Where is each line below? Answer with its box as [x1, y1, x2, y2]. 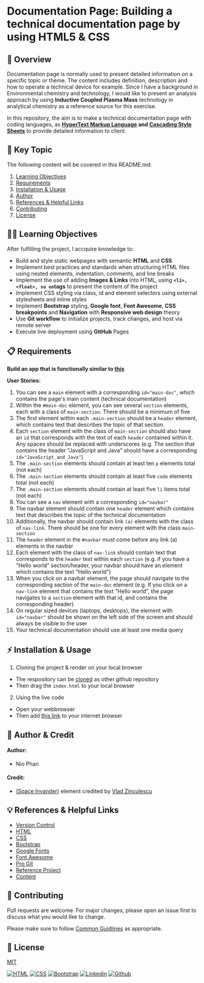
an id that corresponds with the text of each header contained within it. [15, 434, 193, 441]
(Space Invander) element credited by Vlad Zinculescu [15, 787, 152, 795]
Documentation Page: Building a [7, 4, 172, 18]
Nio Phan [15, 760, 39, 767]
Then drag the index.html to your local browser [15, 682, 135, 690]
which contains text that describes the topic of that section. [15, 421, 165, 429]
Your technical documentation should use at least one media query [15, 627, 184, 634]
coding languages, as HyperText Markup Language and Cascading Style [7, 121, 192, 128]
